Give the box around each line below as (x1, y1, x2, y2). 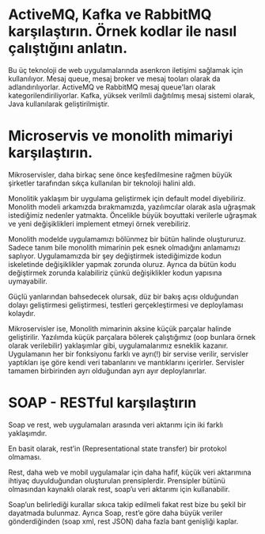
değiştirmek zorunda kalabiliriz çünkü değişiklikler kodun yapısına (8, 268, 222, 277)
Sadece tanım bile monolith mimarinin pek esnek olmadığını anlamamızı (8, 242, 240, 252)
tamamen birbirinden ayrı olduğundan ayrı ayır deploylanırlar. (8, 366, 207, 376)
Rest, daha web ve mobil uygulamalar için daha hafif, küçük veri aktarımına (8, 467, 252, 477)
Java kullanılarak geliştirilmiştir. (8, 99, 110, 109)
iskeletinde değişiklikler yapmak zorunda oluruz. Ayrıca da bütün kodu (8, 259, 237, 269)
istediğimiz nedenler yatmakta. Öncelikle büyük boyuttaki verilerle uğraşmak (8, 210, 257, 219)
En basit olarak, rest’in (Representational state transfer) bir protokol (8, 444, 227, 453)
